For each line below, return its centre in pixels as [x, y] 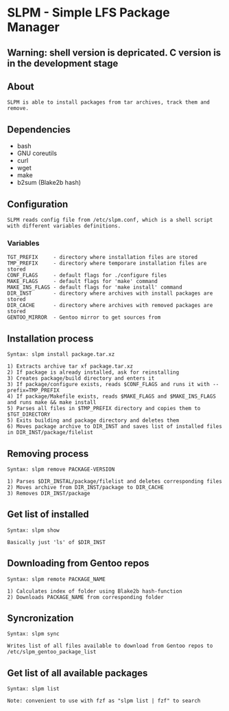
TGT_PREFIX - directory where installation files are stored [102, 258]
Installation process [50, 338]
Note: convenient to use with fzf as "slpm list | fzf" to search [104, 701]
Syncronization [40, 618]
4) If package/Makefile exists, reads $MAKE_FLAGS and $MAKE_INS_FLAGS [111, 396]
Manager [33, 27]
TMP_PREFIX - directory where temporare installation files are [107, 263]
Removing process [48, 454]
